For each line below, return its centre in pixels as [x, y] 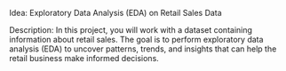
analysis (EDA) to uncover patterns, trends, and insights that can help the [143, 49]
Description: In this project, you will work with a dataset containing [131, 30]
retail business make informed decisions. [84, 58]
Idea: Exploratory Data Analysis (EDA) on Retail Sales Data [115, 13]
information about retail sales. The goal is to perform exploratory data [136, 39]
